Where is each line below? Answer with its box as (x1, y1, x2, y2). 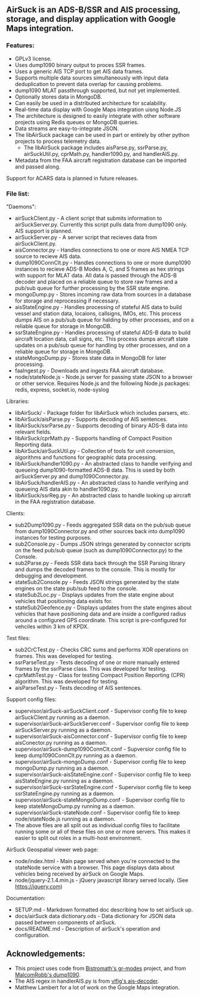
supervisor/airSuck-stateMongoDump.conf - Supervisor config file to (14, 796, 185, 803)
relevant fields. (14, 428, 52, 435)
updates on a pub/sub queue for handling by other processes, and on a (14, 341, 190, 348)
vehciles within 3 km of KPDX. (14, 623, 89, 630)
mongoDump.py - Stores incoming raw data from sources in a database (14, 290, 192, 298)
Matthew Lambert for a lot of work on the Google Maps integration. (14, 983, 180, 991)
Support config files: (6, 696, 57, 703)
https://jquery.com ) (14, 883, 63, 890)
